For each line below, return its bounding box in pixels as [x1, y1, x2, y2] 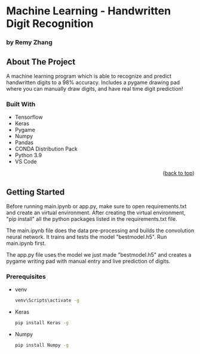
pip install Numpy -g [14, 342, 69, 349]
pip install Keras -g [14, 320, 69, 326]
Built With [6, 100, 36, 108]
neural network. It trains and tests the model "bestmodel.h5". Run [6, 233, 167, 241]
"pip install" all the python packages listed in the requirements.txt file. [6, 216, 177, 223]
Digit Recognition [6, 17, 94, 30]
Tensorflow [14, 113, 43, 121]
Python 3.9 [14, 152, 42, 159]
